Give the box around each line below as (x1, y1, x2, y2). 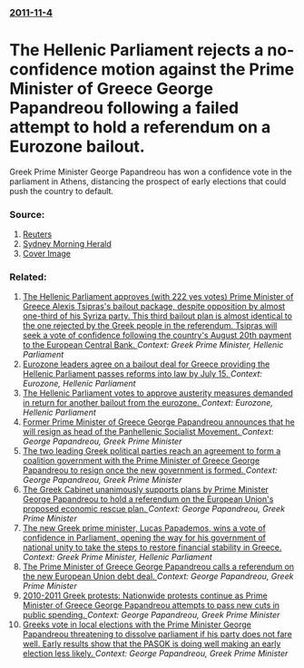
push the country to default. (9, 185, 114, 196)
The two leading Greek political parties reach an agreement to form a (22, 446, 281, 457)
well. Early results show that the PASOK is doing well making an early (22, 638, 281, 650)
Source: (9, 208, 45, 221)
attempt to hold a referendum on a (9, 117, 271, 138)
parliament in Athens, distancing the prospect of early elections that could (9, 175, 287, 187)
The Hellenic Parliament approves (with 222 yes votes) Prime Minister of (22, 291, 294, 302)
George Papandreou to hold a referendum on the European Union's (22, 494, 274, 505)
